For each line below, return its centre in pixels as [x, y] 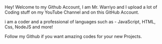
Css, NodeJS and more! [29, 27]
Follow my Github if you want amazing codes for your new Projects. [73, 36]
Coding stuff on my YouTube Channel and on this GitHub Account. [72, 12]
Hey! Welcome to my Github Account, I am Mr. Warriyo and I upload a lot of [81, 7]
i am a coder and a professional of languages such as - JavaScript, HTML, [80, 22]
